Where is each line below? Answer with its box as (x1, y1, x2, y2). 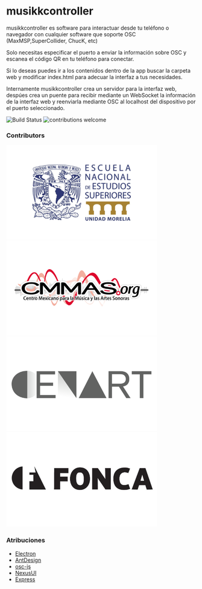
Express (14, 576, 36, 583)
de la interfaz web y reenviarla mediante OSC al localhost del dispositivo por (6, 98, 196, 105)
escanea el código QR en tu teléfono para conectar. (6, 55, 134, 62)
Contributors (6, 131, 45, 140)
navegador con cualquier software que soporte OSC (6, 30, 136, 37)
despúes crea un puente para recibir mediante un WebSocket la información (6, 91, 196, 99)
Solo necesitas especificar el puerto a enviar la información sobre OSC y (6, 48, 187, 56)
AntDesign (14, 556, 42, 564)
